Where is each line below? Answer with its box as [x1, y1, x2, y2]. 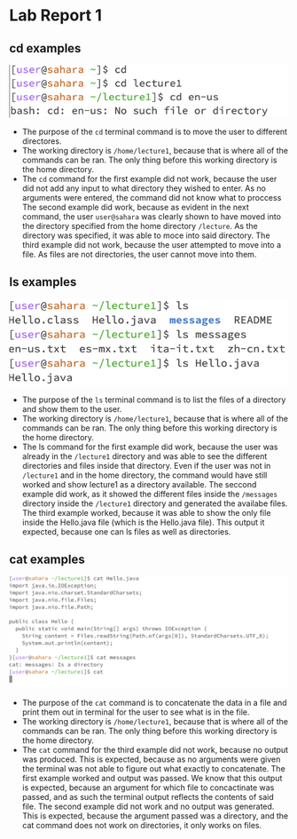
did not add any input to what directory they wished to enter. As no [21, 183, 266, 194]
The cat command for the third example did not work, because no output [21, 745, 289, 756]
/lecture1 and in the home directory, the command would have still [21, 470, 268, 480]
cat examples [9, 552, 86, 567]
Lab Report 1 [9, 5, 102, 26]
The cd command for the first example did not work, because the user [21, 173, 277, 184]
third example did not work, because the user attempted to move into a [21, 239, 282, 249]
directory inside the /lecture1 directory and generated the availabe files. [21, 498, 288, 509]
